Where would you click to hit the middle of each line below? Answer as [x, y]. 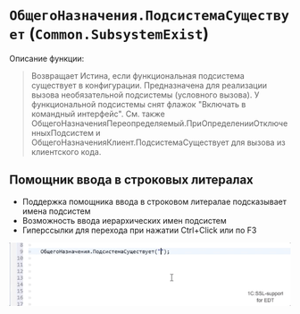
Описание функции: [47, 58]
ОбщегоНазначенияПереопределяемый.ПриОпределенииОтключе [159, 123]
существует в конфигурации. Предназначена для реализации [149, 85]
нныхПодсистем [62, 132]
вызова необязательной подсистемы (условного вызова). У [145, 95]
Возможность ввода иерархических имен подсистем [124, 220]
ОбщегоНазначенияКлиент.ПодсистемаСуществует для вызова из [158, 142]
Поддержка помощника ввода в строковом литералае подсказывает [154, 201]
